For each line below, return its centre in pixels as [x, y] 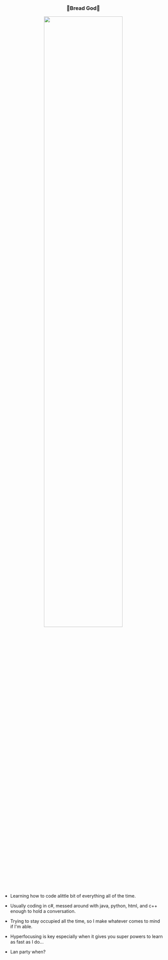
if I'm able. [21, 927]
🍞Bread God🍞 [83, 8]
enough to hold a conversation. [43, 911]
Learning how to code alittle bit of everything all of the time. [73, 896]
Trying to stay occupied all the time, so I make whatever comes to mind [85, 921]
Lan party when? [28, 952]
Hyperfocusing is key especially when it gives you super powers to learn [87, 936]
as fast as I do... [27, 942]
